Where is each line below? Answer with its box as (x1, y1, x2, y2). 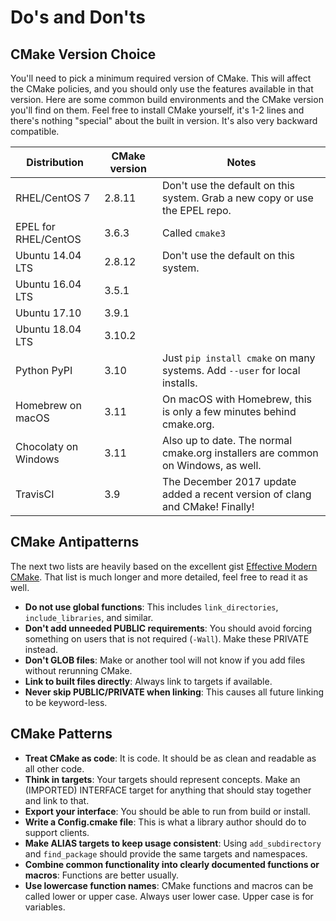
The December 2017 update (161, 475, 297, 488)
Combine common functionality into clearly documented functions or (24, 858, 320, 870)
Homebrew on (15, 399, 82, 412)
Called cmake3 (161, 226, 226, 240)
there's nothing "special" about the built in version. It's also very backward (10, 115, 318, 126)
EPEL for (15, 220, 56, 233)
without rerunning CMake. (24, 664, 133, 676)
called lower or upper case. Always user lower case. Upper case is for (24, 890, 314, 902)
